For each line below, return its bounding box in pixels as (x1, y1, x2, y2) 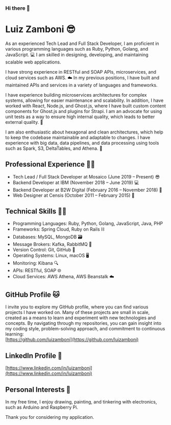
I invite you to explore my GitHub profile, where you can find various (5, 304, 149, 310)
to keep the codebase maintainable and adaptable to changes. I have (5, 134, 151, 140)
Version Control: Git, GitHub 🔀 (12, 247, 76, 253)
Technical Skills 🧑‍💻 (5, 207, 67, 216)
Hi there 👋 (5, 5, 31, 12)
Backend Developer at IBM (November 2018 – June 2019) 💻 (12, 179, 139, 186)
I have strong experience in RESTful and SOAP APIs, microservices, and (5, 69, 157, 75)
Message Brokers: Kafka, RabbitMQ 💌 (12, 241, 92, 248)
